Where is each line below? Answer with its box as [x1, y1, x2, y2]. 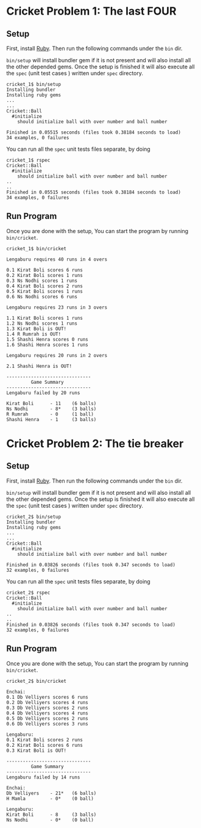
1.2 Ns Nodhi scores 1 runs [6, 320, 78, 326]
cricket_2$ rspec [6, 589, 51, 596]
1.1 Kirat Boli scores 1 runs [6, 315, 83, 321]
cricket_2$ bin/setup [6, 514, 62, 520]
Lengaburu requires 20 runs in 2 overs [6, 352, 108, 358]
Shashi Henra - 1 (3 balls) [6, 416, 97, 422]
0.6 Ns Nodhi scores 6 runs [6, 293, 78, 300]
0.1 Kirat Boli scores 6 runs [6, 267, 83, 273]
